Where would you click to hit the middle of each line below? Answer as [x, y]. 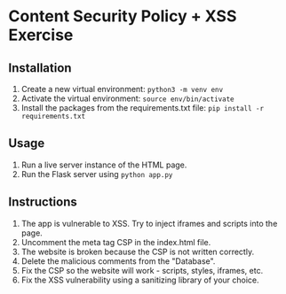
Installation [40, 68]
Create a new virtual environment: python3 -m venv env [122, 89]
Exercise [41, 35]
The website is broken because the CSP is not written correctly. [138, 251]
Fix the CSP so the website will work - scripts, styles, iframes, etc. [142, 270]
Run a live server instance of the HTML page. [104, 165]
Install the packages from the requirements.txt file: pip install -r [142, 108]
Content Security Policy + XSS [123, 16]
